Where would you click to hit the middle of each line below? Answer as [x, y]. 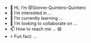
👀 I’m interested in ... [31, 13]
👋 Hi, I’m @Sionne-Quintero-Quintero [48, 8]
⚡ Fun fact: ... [23, 36]
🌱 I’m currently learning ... [36, 18]
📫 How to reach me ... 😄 [36, 29]
